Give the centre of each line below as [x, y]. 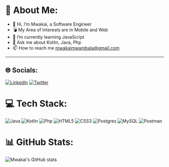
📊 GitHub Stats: [39, 142]
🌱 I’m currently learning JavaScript [48, 37]
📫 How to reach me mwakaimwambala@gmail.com [66, 48]
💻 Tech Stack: [36, 104]
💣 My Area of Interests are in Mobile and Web [60, 30]
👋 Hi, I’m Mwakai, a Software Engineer [52, 24]
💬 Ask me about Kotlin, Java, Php [47, 42]
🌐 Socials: [22, 70]
